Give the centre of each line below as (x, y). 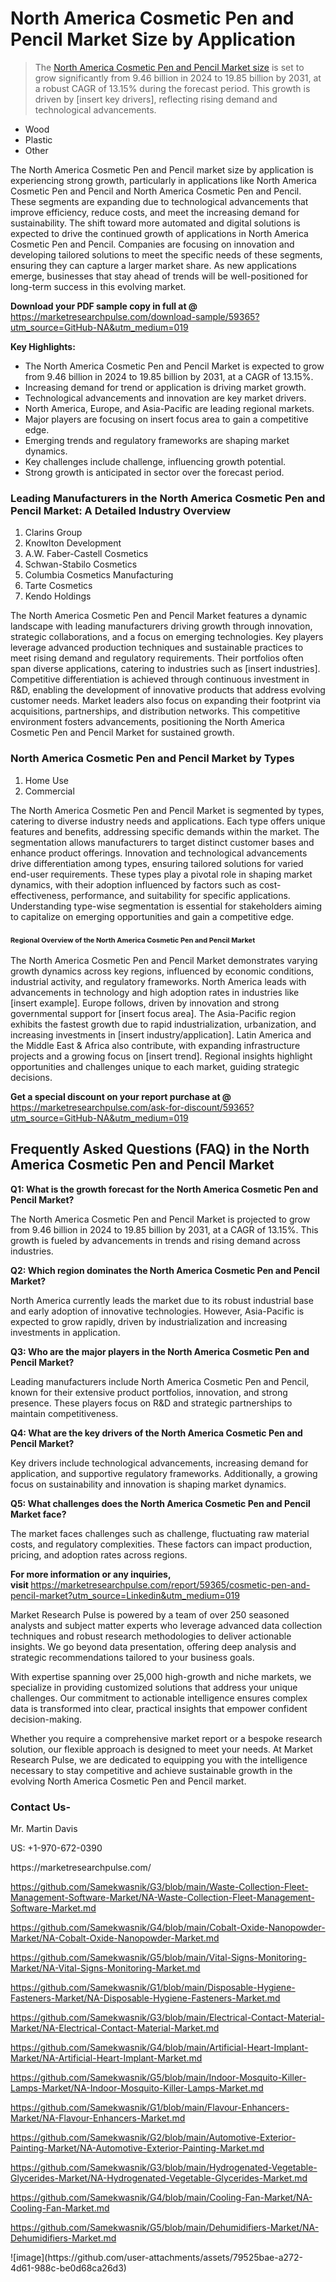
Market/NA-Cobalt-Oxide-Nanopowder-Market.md (115, 1938)
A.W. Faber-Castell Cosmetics (86, 554)
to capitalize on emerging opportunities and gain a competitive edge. (152, 916)
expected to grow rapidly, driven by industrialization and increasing (149, 1321)
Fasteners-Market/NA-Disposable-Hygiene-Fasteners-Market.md (145, 1998)
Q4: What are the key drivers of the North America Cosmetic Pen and (156, 1433)
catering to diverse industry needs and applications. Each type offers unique (168, 821)
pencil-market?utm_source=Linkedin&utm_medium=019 (125, 1595)
